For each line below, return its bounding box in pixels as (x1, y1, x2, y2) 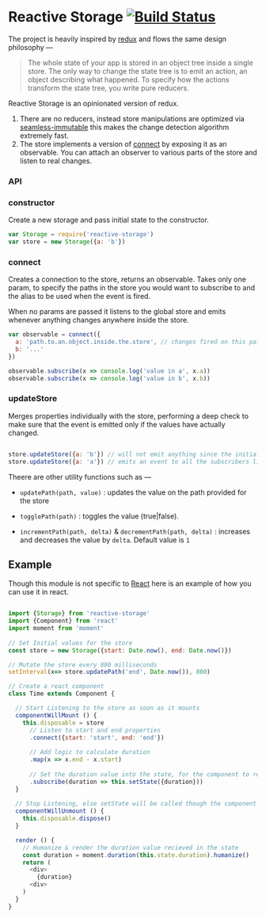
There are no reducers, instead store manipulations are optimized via (19, 113, 245, 123)
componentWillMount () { (15, 711, 97, 719)
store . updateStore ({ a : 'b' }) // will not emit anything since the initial (8, 450, 260, 458)
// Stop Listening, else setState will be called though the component (15, 800, 257, 808)
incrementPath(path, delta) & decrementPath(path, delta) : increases (19, 526, 251, 536)
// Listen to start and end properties (28, 726, 161, 734)
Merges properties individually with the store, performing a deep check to (8, 411, 249, 420)
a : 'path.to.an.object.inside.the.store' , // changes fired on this (15, 338, 246, 346)
